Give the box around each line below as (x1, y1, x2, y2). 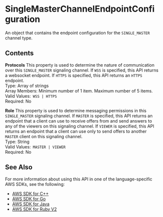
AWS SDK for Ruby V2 (12, 206, 57, 212)
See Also (5, 163, 33, 171)
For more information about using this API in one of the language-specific (5, 176, 152, 182)
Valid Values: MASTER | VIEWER (5, 144, 66, 149)
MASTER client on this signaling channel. (5, 133, 83, 139)
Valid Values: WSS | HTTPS (5, 93, 57, 99)
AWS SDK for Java (12, 201, 50, 207)
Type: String (5, 139, 30, 145)
